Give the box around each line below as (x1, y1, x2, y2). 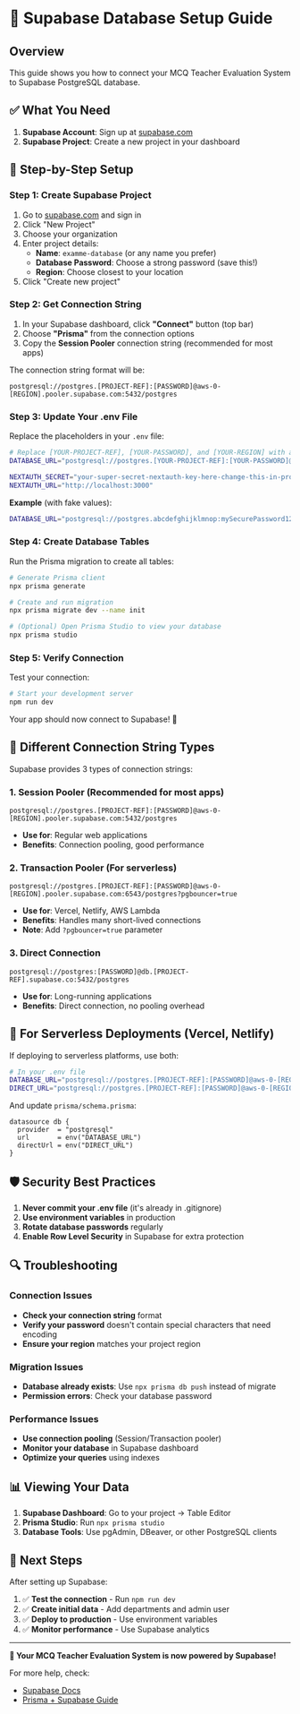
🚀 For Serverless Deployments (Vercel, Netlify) (9, 1026, 275, 1041)
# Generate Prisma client (9, 573, 105, 582)
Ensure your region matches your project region (21, 1338, 201, 1349)
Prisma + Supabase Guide (21, 1694, 119, 1705)
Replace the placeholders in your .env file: (9, 431, 165, 441)
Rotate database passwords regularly (21, 1221, 163, 1232)
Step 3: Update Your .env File (9, 410, 138, 423)
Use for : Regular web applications (21, 830, 148, 841)
